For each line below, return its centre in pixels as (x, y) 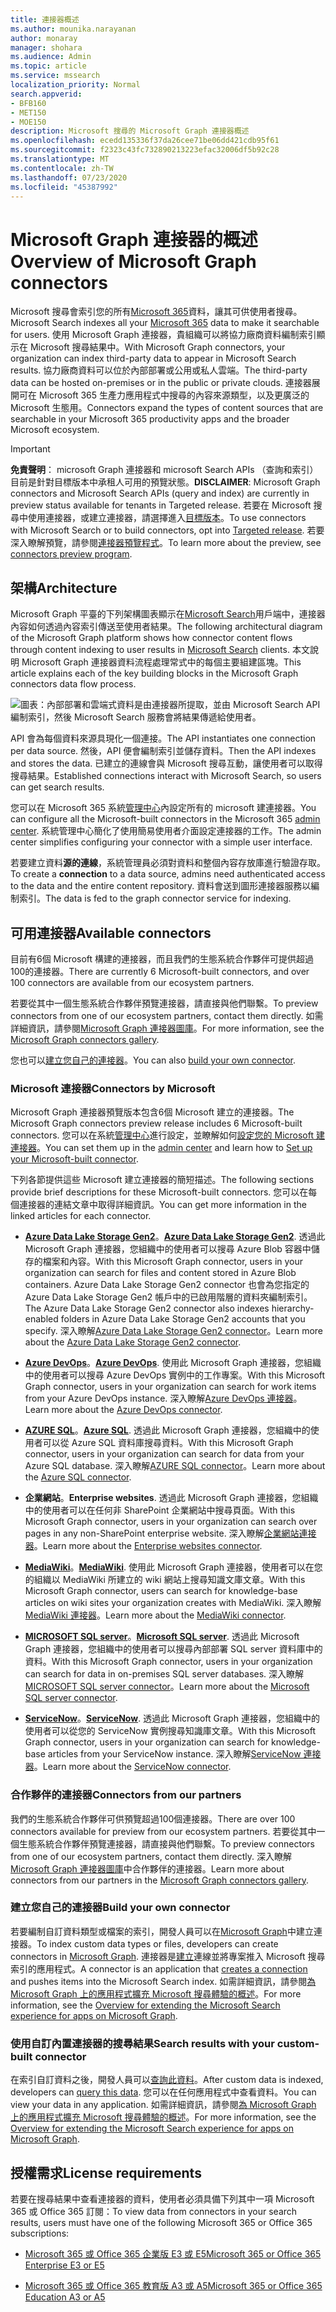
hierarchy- (293, 1308)
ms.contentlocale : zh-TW (62, 168)
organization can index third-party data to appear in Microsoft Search (153, 358)
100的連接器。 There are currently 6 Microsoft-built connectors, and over (160, 971)
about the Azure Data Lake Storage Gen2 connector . (133, 1342)
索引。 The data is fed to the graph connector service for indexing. (155, 898)
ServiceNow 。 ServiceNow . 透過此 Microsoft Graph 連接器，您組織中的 (172, 1718)
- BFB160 (28, 103)
